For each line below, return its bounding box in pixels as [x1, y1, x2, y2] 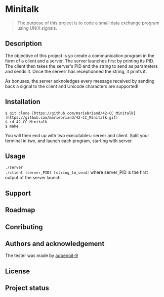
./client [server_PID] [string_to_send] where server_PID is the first [5, 169, 148, 175]
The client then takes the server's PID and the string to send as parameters [5, 63, 158, 69]
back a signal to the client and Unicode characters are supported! [5, 83, 139, 89]
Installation [5, 98, 41, 106]
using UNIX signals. [17, 25, 58, 31]
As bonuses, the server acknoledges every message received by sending [5, 78, 155, 84]
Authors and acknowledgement [5, 239, 105, 248]
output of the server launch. [5, 175, 62, 181]
